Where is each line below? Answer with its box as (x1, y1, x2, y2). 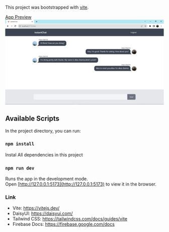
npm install (5, 141, 35, 147)
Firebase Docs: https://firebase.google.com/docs (12, 221, 115, 227)
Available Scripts (5, 114, 59, 123)
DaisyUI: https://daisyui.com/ (12, 210, 73, 216)
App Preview (5, 14, 32, 20)
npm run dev (5, 165, 35, 171)
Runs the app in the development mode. (5, 176, 88, 182)
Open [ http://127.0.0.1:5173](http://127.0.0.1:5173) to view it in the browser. (5, 181, 157, 187)
